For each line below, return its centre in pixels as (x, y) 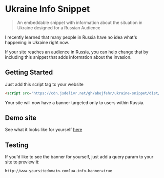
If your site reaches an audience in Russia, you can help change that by (77, 52)
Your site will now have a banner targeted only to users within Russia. (75, 102)
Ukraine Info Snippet (48, 9)
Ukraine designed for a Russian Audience (59, 27)
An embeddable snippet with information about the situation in (80, 22)
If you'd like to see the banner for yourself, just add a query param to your (79, 157)
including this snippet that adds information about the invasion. (68, 57)
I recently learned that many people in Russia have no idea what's (71, 37)
